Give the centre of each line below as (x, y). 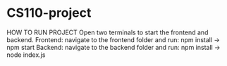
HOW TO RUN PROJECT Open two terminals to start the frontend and (108, 32)
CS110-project (49, 13)
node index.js (26, 55)
